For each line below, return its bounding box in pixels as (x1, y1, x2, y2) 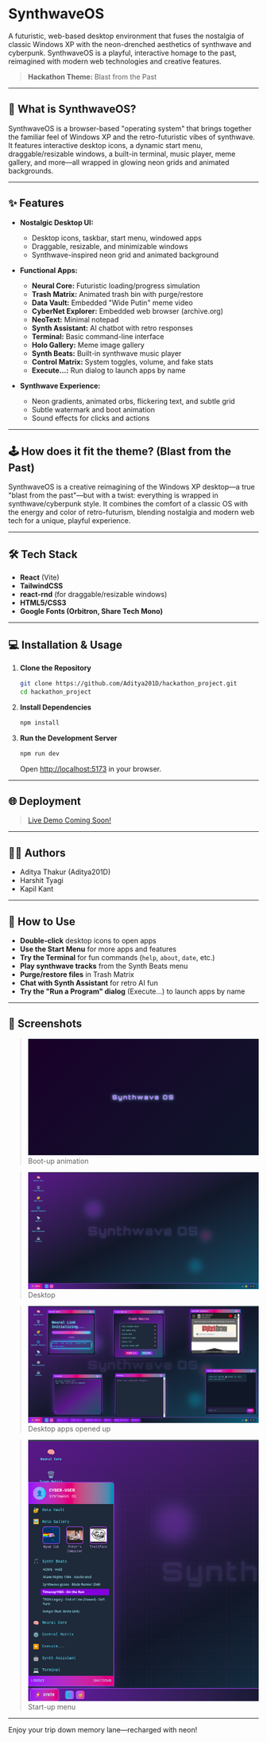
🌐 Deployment (8, 794, 81, 808)
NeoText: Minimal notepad (31, 314, 119, 324)
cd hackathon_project (19, 688, 91, 696)
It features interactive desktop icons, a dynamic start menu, (8, 140, 203, 150)
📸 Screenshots (8, 1017, 83, 1031)
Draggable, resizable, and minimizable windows (31, 241, 188, 251)
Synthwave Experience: (19, 381, 101, 390)
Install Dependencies (19, 702, 91, 712)
